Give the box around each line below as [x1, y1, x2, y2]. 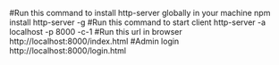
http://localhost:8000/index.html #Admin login [9, 36, 180, 46]
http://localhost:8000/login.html [9, 45, 127, 56]
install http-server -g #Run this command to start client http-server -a [9, 17, 266, 28]
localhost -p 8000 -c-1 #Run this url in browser [9, 27, 182, 37]
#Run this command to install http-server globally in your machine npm [9, 8, 271, 18]
